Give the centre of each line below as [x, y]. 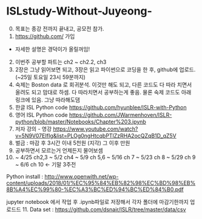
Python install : [25, 176]
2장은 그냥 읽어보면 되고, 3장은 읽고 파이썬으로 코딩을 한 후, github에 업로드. [105, 69]
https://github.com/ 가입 [45, 36]
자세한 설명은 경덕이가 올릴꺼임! [52, 49]
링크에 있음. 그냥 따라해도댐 [48, 100]
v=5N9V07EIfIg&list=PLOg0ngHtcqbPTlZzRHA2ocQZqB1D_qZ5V [96, 136]
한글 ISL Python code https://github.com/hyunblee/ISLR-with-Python [101, 107]
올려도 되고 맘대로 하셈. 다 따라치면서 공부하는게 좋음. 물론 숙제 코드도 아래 [103, 92]
